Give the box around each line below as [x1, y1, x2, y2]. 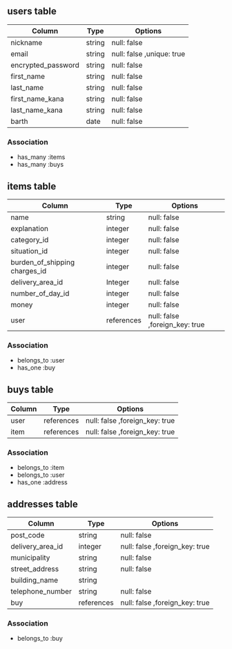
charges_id [10, 266, 47, 275]
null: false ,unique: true [111, 48, 185, 58]
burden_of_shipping [10, 257, 75, 267]
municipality [10, 553, 50, 563]
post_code [10, 531, 45, 540]
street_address [10, 564, 59, 574]
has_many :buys [17, 161, 64, 169]
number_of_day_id [10, 289, 70, 298]
